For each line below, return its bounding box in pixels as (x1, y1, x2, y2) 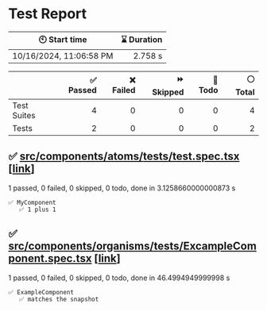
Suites (12, 109, 36, 121)
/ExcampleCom (178, 240, 257, 253)
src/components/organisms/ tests (8, 240, 180, 253)
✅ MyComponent (8, 198, 56, 206)
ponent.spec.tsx (8, 251, 92, 266)
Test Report (8, 5, 87, 23)
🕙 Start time (38, 33, 87, 44)
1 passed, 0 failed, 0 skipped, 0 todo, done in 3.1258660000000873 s (8, 183, 236, 193)
